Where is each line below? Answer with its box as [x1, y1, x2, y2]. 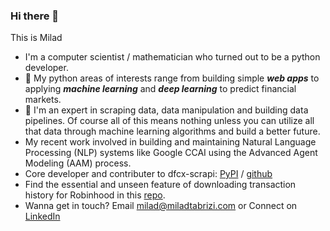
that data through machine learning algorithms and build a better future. [24, 125, 321, 138]
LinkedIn [24, 210, 61, 223]
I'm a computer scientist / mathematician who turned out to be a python [24, 51, 321, 63]
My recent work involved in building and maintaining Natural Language [24, 136, 317, 148]
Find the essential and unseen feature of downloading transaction [24, 179, 297, 191]
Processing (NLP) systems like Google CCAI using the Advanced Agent [24, 147, 318, 159]
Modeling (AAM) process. [24, 157, 132, 169]
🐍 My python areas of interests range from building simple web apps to [24, 72, 320, 84]
